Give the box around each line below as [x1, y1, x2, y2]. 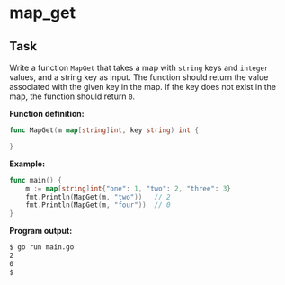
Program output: [9, 226, 73, 236]
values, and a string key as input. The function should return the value [9, 72, 269, 83]
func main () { [9, 175, 63, 184]
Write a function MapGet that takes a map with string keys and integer [9, 62, 269, 73]
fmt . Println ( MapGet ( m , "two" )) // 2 [25, 192, 171, 201]
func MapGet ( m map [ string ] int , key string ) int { [9, 126, 200, 135]
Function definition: [9, 109, 85, 119]
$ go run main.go [9, 243, 75, 252]
